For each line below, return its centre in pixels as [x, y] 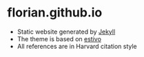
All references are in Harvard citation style [77, 46]
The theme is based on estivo [59, 38]
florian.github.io [55, 13]
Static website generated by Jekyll [66, 32]
